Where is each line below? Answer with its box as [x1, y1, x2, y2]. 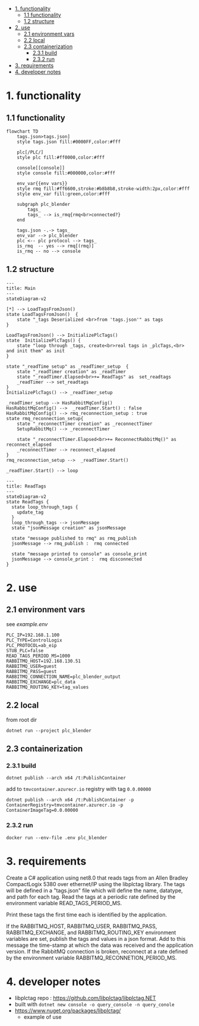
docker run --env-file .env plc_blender [6, 834, 108, 841]
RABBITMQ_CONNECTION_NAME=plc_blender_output [6, 674, 121, 680]
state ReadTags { [6, 499, 49, 505]
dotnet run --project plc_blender [6, 727, 92, 734]
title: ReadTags [6, 483, 46, 489]
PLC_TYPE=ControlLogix [6, 637, 62, 643]
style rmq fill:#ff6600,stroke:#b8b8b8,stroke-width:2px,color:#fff [17, 186, 190, 192]
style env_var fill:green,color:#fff [17, 191, 110, 197]
